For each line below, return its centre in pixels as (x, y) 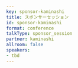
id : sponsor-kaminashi (34, 22)
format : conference (30, 28)
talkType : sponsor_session (39, 34)
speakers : (18, 50)
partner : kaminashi (30, 39)
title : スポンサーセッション (38, 17)
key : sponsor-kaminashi (35, 12)
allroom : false (25, 45)
